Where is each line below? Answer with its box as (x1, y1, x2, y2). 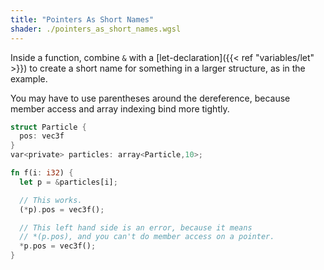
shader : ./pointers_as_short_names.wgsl (10, 24, 182, 34)
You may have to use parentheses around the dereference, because (10, 92, 291, 104)
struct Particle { (10, 122, 87, 132)
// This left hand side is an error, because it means (19, 222, 253, 233)
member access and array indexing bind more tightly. (10, 102, 230, 115)
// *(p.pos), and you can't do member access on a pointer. (19, 232, 275, 242)
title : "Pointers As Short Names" (10, 14, 155, 25)
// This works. (19, 195, 83, 205)
